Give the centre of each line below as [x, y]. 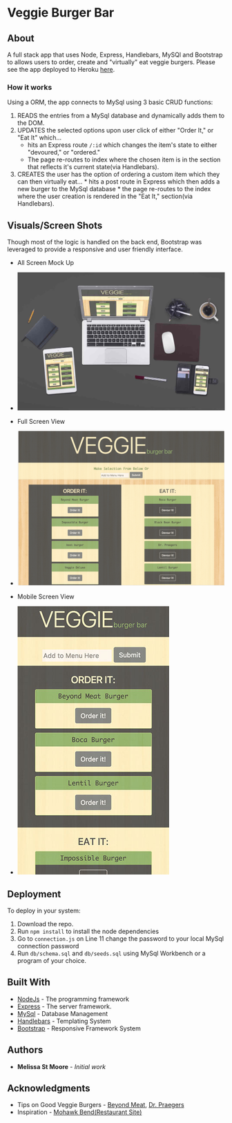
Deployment [34, 894]
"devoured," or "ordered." [64, 153]
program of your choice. [51, 960]
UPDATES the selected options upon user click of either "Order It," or [115, 130]
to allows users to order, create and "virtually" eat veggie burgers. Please [112, 62]
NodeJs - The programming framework [73, 999]
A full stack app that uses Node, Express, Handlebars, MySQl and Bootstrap [115, 55]
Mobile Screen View [46, 597]
